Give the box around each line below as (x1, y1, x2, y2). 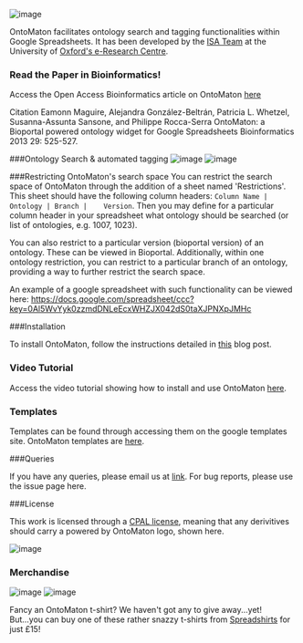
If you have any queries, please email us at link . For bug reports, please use (9, 471, 294, 482)
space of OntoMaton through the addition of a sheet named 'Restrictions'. (9, 181, 287, 192)
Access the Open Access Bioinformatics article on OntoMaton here (9, 89, 262, 100)
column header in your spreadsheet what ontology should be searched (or (9, 210, 289, 221)
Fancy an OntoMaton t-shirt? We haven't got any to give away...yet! (9, 605, 263, 616)
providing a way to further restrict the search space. (9, 266, 205, 277)
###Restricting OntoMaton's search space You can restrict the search (9, 171, 273, 182)
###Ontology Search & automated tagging (9, 153, 169, 164)
